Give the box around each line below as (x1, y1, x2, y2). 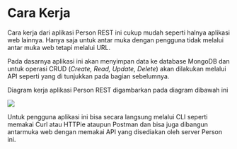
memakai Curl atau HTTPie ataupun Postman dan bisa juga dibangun (7, 120, 209, 129)
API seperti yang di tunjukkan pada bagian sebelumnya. (7, 72, 170, 81)
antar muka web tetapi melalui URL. (7, 43, 111, 52)
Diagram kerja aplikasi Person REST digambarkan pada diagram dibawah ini (7, 85, 229, 94)
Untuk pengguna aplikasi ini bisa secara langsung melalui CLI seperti (7, 112, 208, 121)
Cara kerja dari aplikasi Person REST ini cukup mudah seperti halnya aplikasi (7, 28, 230, 37)
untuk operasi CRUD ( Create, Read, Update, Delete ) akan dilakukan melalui (7, 64, 226, 73)
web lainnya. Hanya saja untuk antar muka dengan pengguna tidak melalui (7, 35, 224, 44)
